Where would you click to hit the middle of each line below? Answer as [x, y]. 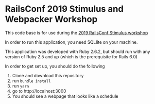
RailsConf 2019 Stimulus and [64, 9]
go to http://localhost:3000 [39, 91]
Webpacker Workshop [51, 19]
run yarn [20, 86]
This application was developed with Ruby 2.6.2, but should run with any [78, 52]
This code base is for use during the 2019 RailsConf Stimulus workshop [77, 33]
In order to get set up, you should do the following [55, 66]
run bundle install [31, 81]
